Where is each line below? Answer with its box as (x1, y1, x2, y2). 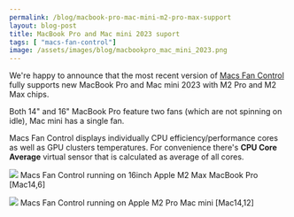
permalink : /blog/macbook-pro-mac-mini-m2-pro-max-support (9, 12, 232, 22)
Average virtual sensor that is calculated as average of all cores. (9, 151, 244, 162)
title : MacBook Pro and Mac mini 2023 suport (9, 29, 180, 38)
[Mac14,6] (9, 179, 46, 190)
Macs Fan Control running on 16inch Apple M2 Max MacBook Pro (19, 170, 259, 181)
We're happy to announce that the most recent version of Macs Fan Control (9, 70, 285, 81)
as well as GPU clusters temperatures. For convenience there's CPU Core (9, 143, 277, 153)
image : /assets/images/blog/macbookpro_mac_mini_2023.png (9, 46, 228, 55)
